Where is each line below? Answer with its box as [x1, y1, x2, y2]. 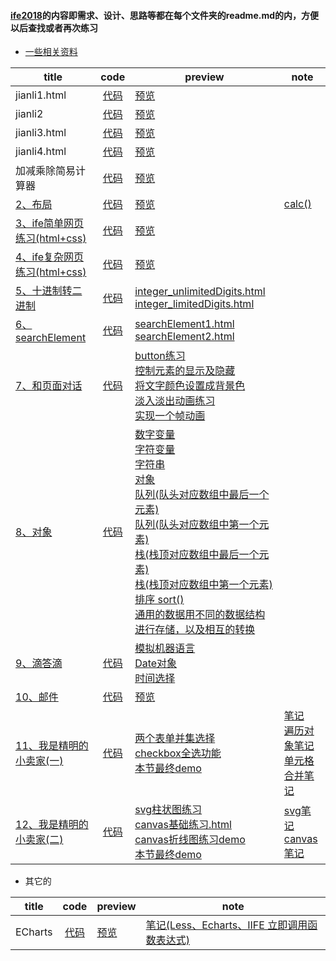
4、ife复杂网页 [15, 250, 85, 264]
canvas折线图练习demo [134, 833, 246, 847]
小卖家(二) [15, 833, 64, 847]
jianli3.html [15, 126, 67, 140]
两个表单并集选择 [134, 731, 216, 745]
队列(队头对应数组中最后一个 [134, 488, 270, 502]
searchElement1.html [134, 317, 235, 331]
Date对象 [134, 656, 178, 670]
